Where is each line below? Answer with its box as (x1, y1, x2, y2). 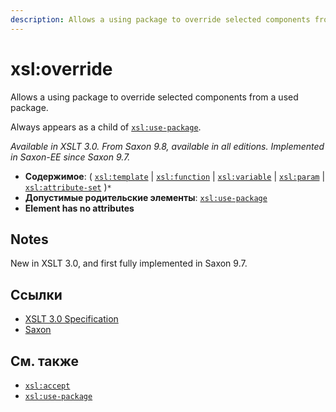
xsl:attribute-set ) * (24, 181, 112, 193)
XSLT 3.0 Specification (24, 313, 119, 325)
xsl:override (10, 57, 113, 80)
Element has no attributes (24, 202, 135, 214)
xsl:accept (24, 381, 71, 391)
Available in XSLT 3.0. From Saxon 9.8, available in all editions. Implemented (10, 140, 325, 152)
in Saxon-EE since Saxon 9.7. (10, 151, 131, 163)
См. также (10, 352, 80, 370)
